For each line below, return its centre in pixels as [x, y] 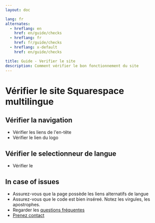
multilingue [30, 101]
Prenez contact [28, 215]
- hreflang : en [26, 28]
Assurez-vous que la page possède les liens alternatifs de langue [81, 194]
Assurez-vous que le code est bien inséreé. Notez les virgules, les [81, 199]
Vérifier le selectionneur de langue [61, 153]
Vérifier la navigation [39, 120]
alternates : [18, 24]
